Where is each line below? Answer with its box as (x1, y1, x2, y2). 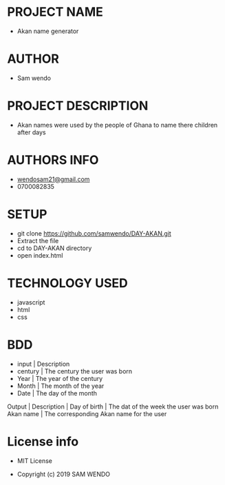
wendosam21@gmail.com (17, 175, 90, 183)
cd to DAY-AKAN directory (17, 244, 92, 252)
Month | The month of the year (17, 382, 105, 390)
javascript (17, 298, 45, 307)
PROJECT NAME (7, 4, 103, 20)
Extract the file (17, 236, 59, 245)
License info (7, 433, 79, 449)
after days (17, 128, 46, 136)
